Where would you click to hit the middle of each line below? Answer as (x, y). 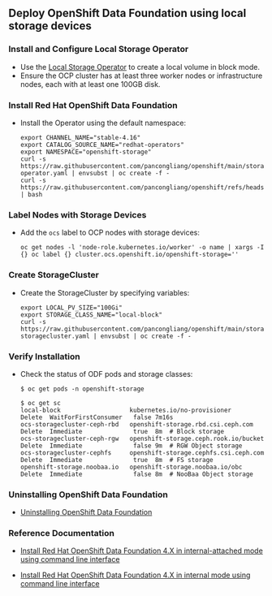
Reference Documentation (62, 533)
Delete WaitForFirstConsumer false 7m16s (97, 417)
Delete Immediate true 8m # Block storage (122, 431)
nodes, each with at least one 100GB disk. (90, 84)
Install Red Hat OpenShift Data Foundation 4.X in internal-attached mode (142, 551)
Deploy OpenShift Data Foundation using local (127, 13)
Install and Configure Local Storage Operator (99, 50)
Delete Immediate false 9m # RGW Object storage (131, 446)
